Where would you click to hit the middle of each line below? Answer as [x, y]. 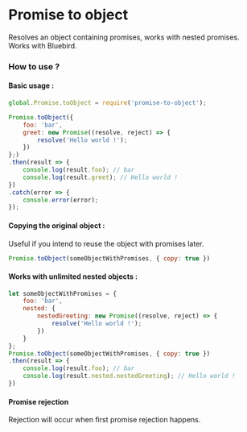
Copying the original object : [57, 225]
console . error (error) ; [61, 200]
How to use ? [34, 66]
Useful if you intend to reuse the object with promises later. [106, 243]
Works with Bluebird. [43, 45]
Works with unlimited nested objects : [73, 276]
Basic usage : [31, 85]
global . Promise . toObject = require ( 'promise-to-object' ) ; [107, 103]
